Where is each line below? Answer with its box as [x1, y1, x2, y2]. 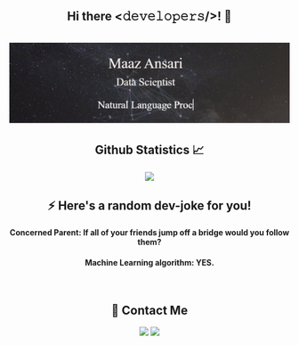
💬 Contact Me [110, 302, 189, 317]
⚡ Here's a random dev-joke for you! [47, 198, 252, 213]
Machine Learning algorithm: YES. [84, 257, 215, 267]
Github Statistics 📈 [94, 142, 205, 157]
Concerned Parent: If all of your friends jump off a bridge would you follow [9, 227, 290, 238]
